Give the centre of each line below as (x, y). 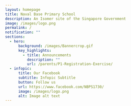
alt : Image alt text (39, 96)
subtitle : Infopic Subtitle (47, 78)
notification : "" (23, 32)
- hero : (17, 42)
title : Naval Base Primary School (40, 14)
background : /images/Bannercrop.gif (55, 46)
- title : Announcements (47, 55)
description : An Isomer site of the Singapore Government (65, 19)
